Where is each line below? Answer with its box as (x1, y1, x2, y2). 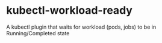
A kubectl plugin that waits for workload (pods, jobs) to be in (6, 23, 157, 30)
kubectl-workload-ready (6, 4, 132, 17)
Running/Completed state (6, 29, 70, 36)
